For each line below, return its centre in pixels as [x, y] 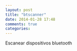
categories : [18, 29]
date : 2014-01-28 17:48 [30, 19]
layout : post [19, 10]
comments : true [21, 24]
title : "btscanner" [26, 15]
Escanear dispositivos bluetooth [39, 43]
